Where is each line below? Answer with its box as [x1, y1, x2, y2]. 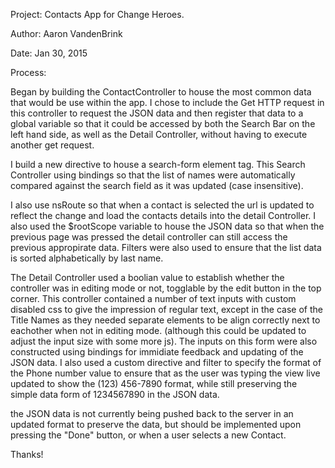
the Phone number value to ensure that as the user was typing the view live [10, 367, 321, 379]
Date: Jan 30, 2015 [10, 47, 88, 59]
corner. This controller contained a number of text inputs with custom [10, 293, 297, 304]
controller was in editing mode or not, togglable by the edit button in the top [10, 282, 322, 294]
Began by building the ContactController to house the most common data [10, 86, 312, 98]
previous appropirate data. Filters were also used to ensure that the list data [10, 242, 322, 253]
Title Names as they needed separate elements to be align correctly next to [10, 314, 321, 326]
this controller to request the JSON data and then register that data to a [10, 107, 304, 119]
